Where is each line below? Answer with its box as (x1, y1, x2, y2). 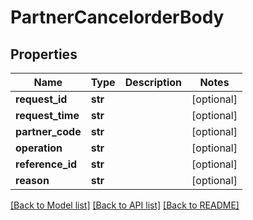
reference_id (15, 157, 78, 171)
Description (124, 76, 183, 89)
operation (15, 141, 63, 155)
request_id (15, 92, 68, 106)
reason (15, 174, 50, 187)
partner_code (15, 125, 82, 138)
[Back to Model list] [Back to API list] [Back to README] (10, 199, 240, 211)
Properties (10, 46, 78, 63)
